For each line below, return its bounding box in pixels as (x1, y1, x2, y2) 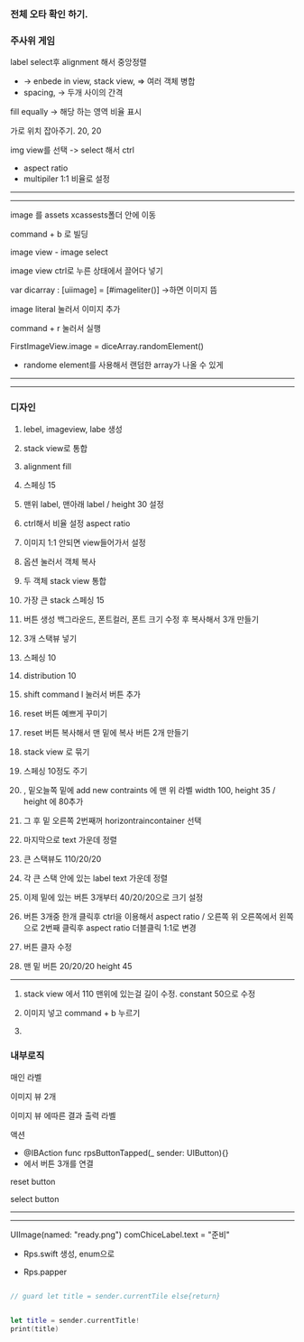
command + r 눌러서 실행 (10, 323, 102, 334)
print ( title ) (10, 1324, 60, 1333)
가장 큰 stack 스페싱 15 (23, 594, 105, 606)
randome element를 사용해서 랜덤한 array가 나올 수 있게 (23, 359, 224, 371)
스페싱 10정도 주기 (23, 765, 88, 776)
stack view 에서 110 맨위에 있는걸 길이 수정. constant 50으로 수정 (23, 988, 256, 999)
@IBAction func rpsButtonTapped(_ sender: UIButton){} (23, 1147, 229, 1158)
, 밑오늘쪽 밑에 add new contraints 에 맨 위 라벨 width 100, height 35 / (23, 784, 276, 795)
